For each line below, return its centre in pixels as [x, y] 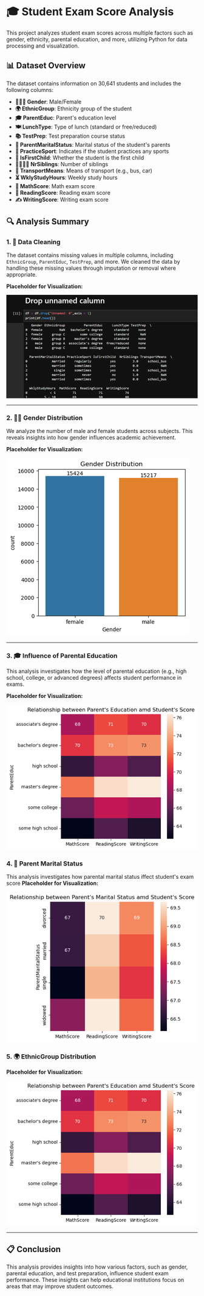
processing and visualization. [43, 46]
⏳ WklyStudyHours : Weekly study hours [66, 177]
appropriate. [22, 275]
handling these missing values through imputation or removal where [91, 268]
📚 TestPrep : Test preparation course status [70, 136]
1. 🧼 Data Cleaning [33, 242]
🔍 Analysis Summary [48, 222]
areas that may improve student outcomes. [60, 1286]
